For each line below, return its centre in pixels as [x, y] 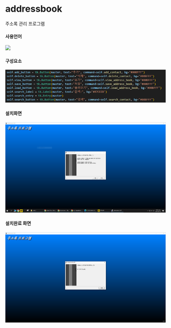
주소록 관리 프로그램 [25, 23]
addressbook [34, 9]
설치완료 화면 [18, 223]
